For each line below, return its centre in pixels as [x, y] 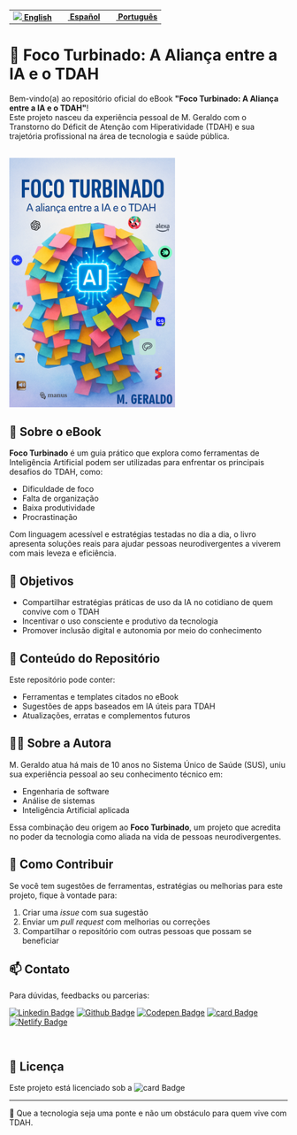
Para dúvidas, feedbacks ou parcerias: [80, 995]
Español [85, 16]
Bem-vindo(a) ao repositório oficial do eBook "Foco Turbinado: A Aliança [144, 99]
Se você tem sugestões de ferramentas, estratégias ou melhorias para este [146, 886]
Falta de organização [60, 498]
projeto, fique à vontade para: [63, 895]
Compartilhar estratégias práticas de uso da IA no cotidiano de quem [148, 602]
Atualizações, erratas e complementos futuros [106, 716]
